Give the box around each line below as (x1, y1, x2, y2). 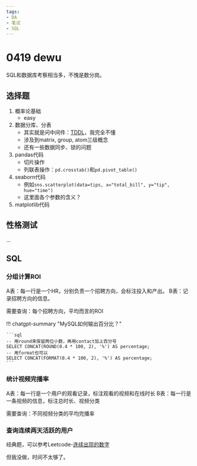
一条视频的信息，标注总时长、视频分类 (6, 397, 100, 404)
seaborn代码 (14, 173, 46, 181)
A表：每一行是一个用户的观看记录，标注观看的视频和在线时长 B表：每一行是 (6, 390, 192, 397)
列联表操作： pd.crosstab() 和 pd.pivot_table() (23, 166, 138, 173)
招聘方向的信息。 (11, 294, 53, 302)
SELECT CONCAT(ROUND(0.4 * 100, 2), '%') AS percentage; (6, 343, 150, 349)
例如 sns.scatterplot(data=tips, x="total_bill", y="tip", (23, 181, 170, 188)
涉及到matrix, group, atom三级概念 (23, 136, 109, 143)
